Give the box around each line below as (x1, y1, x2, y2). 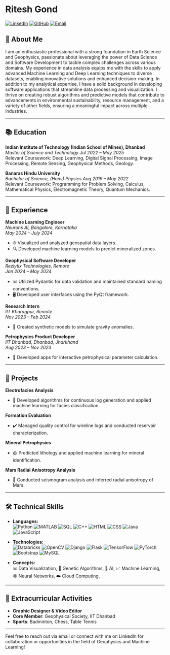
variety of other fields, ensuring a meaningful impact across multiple (5, 103, 148, 109)
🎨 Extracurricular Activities (5, 594, 93, 603)
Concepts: (12, 560, 35, 566)
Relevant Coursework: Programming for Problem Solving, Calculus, (5, 181, 145, 187)
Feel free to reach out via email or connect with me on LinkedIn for (5, 633, 144, 639)
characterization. (12, 430, 48, 436)
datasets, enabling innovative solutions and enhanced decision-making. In (5, 75, 160, 82)
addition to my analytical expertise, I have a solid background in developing (5, 81, 162, 87)
